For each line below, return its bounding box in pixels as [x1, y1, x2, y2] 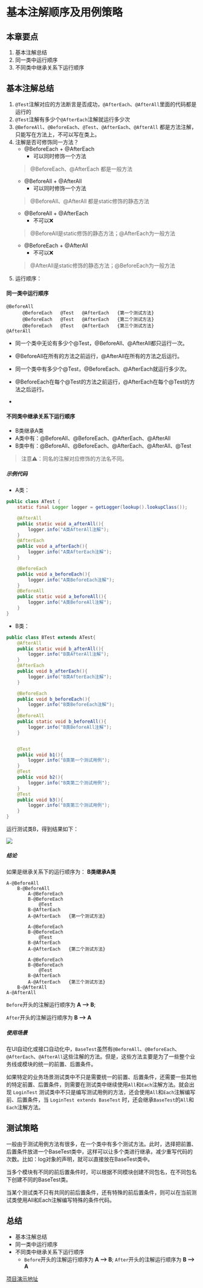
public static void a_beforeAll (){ [17, 594, 107, 600]
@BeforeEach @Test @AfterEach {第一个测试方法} [22, 310, 155, 316]
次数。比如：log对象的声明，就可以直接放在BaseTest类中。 [6, 1155, 153, 1163]
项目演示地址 [6, 1275, 38, 1282]
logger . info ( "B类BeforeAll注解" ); [28, 724, 112, 730]
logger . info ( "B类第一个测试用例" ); [28, 757, 111, 763]
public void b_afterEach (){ [17, 668, 88, 674]
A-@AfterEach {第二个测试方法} [28, 946, 106, 952]
